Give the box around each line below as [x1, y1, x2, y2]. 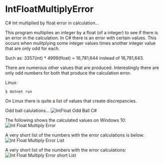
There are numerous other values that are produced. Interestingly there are [5, 65, 160, 71]
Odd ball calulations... [5, 107, 50, 113]
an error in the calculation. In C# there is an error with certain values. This [5, 35, 157, 41]
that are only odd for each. [5, 45, 60, 51]
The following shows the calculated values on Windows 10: [5, 117, 126, 123]
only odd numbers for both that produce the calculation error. [5, 70, 131, 76]
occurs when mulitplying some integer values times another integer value [5, 40, 156, 46]
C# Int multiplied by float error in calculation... [5, 20, 99, 26]
